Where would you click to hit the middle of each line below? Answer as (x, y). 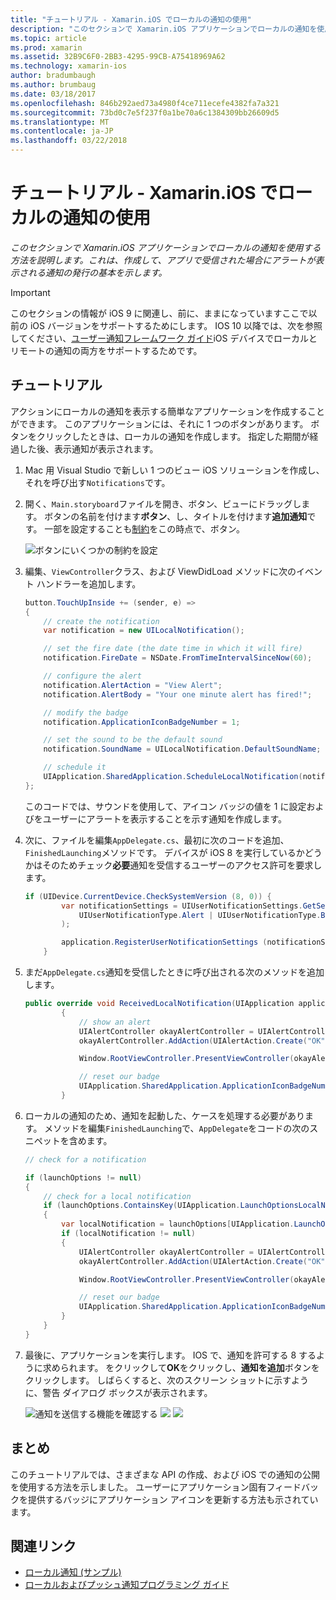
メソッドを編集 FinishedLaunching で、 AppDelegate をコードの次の (177, 1128)
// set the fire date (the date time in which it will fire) (173, 649)
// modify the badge (86, 712)
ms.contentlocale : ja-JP (62, 131)
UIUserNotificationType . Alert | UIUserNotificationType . (200, 915)
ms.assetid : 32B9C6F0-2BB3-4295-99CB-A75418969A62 (118, 57)
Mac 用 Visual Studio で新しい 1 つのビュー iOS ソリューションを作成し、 (174, 470)
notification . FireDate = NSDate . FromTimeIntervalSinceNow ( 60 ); (178, 658)
